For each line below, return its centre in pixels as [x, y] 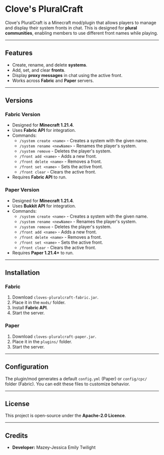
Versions [19, 101]
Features [19, 53]
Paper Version [22, 190]
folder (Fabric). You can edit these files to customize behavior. [68, 384]
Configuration [27, 367]
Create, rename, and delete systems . [50, 65]
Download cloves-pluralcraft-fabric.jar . [55, 297]
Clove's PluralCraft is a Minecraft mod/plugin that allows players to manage [81, 23]
